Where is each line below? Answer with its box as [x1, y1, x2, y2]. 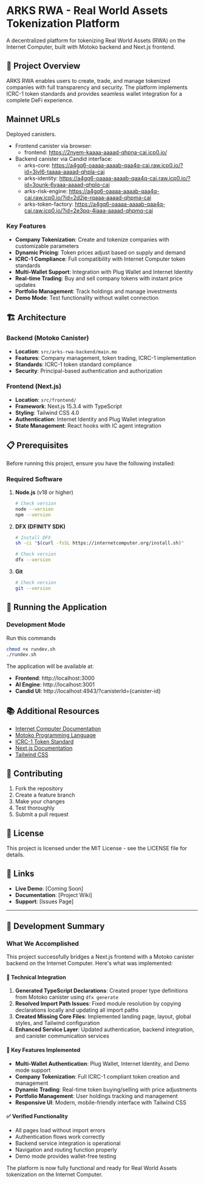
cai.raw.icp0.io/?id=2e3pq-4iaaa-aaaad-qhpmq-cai [24, 206, 154, 214]
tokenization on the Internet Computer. [6, 1171, 103, 1178]
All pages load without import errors [15, 1126, 106, 1133]
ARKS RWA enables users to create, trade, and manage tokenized [6, 77, 171, 84]
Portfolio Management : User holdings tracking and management [15, 1092, 178, 1099]
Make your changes [15, 797, 65, 805]
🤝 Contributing [6, 769, 63, 779]
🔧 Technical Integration [6, 973, 66, 981]
